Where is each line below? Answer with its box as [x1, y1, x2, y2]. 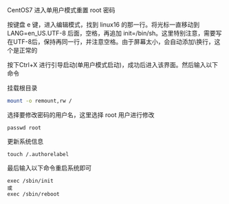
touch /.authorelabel [7, 151, 69, 157]
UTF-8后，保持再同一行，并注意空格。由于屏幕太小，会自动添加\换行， [12, 38, 215, 46]
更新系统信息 [7, 137, 43, 145]
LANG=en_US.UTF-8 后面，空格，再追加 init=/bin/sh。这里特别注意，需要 [7, 29, 217, 37]
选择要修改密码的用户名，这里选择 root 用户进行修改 [7, 110, 155, 118]
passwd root [7, 124, 41, 131]
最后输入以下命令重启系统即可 [7, 164, 91, 172]
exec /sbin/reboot [7, 190, 60, 197]
